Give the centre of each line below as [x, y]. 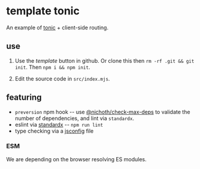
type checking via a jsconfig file [54, 131]
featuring [24, 98]
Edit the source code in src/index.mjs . [62, 78]
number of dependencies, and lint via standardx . [75, 118]
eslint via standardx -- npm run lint [59, 124]
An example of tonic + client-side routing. [57, 27]
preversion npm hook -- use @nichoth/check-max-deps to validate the [102, 112]
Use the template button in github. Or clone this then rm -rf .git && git [104, 60]
